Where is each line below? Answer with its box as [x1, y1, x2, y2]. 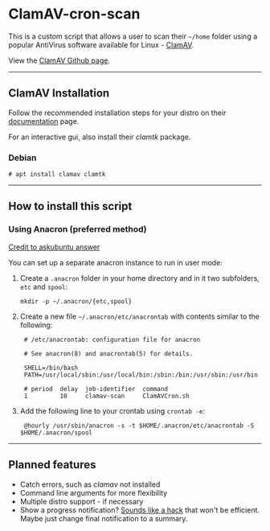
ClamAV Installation [8, 86, 110, 101]
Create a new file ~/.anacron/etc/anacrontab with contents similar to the [19, 311, 260, 321]
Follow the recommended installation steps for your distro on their [8, 108, 227, 117]
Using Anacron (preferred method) [8, 224, 147, 235]
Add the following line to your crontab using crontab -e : [19, 405, 205, 415]
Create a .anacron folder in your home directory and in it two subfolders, [19, 273, 260, 282]
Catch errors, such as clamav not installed [19, 480, 161, 489]
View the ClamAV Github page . [8, 56, 111, 65]
